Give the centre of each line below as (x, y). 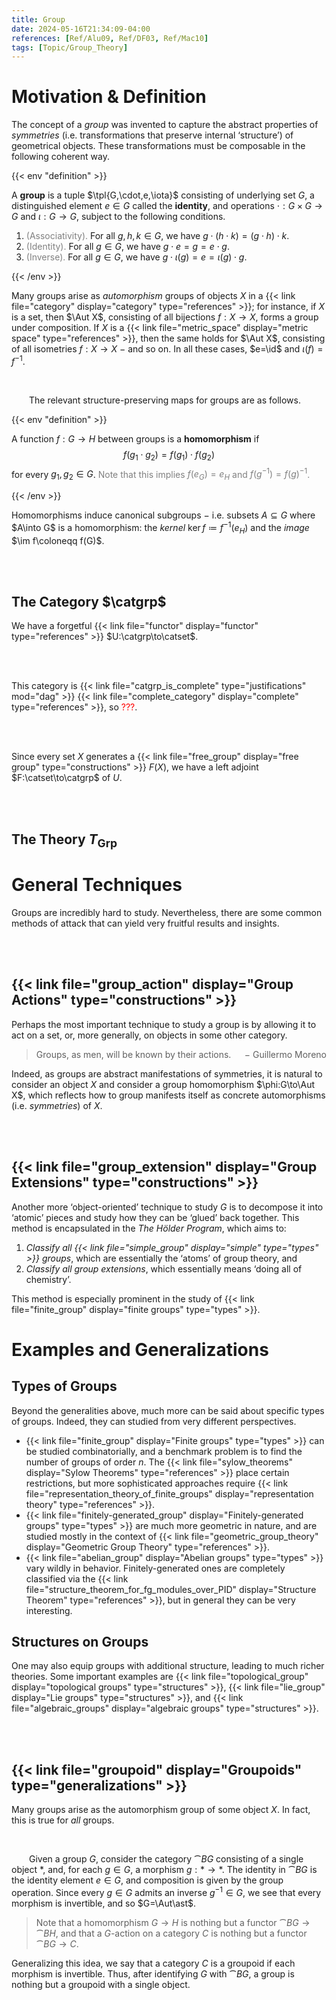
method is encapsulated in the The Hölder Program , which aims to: (149, 1228)
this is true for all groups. (63, 1820)
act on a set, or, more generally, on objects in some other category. (149, 1035)
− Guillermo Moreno (285, 1054)
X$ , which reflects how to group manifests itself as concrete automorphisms (168, 1095)
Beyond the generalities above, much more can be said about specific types (168, 1410)
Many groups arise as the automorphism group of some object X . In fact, (161, 1810)
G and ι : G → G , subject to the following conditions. (118, 217)
